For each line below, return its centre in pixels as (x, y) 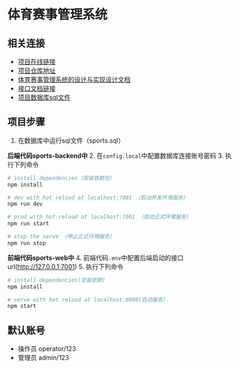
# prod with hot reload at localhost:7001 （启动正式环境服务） (100, 217)
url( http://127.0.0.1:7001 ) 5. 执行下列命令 (65, 266)
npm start (22, 306)
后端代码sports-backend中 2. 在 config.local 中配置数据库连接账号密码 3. (116, 155)
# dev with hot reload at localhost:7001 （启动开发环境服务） (98, 198)
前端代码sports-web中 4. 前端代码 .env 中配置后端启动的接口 (96, 257)
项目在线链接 (36, 62)
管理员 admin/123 (44, 358)
